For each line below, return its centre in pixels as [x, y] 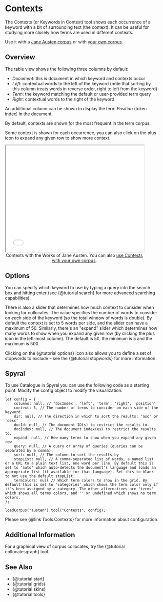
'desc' [12, 421]
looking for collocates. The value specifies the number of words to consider [81, 312]
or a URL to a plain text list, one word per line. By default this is [79, 463]
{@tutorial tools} [29, 594]
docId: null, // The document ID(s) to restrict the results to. [82, 425]
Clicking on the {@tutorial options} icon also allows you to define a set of [78, 353]
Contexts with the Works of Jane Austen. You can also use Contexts [74, 255]
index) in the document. [29, 114]
